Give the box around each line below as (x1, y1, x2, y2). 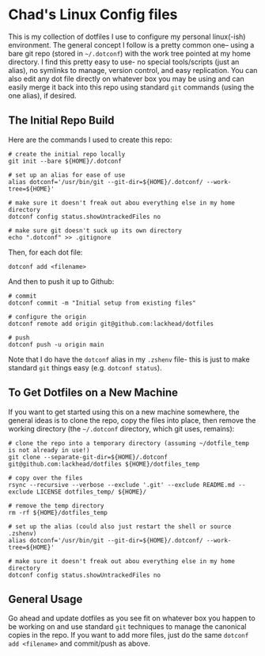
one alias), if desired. (8, 90, 77, 100)
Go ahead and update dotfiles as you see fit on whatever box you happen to (8, 613, 256, 623)
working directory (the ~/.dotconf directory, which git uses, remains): (8, 424, 235, 433)
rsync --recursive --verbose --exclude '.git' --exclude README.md (8, 481, 236, 489)
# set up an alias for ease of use (8, 171, 126, 179)
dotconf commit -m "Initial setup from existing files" (8, 299, 196, 307)
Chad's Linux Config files (8, 6, 178, 24)
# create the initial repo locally (8, 150, 126, 158)
